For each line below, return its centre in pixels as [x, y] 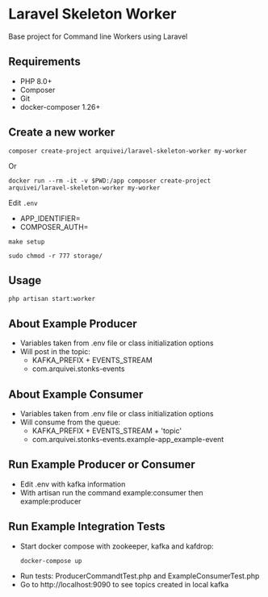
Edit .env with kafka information [73, 484]
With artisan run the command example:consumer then [111, 492]
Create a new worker [62, 133]
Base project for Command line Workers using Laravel [98, 36]
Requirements [44, 62]
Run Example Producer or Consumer [102, 465]
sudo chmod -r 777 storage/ [56, 256]
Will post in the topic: [55, 352]
